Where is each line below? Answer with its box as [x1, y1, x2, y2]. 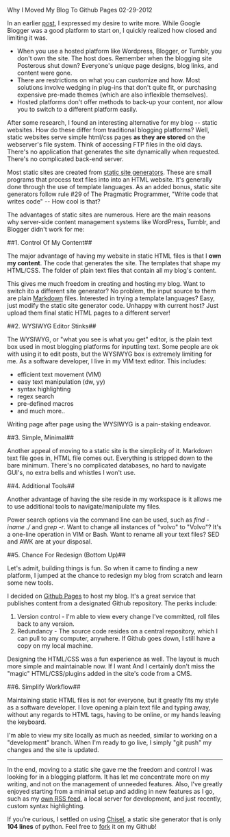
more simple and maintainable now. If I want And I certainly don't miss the [7, 662, 216, 670]
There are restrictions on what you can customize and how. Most [16, 76, 201, 84]
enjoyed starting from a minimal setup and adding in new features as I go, [7, 788, 214, 795]
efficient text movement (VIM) [16, 370, 101, 378]
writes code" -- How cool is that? [7, 197, 101, 205]
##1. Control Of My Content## [7, 239, 92, 246]
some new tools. [7, 579, 53, 587]
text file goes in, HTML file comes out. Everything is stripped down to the [7, 454, 214, 462]
